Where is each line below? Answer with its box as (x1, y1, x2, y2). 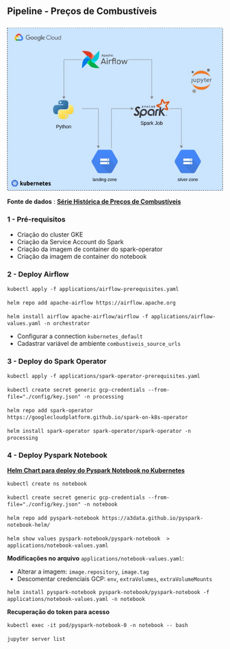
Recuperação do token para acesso (7, 607, 110, 616)
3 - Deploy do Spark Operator (7, 356, 107, 366)
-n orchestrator (43, 320, 90, 327)
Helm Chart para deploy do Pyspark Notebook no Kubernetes (7, 466, 185, 474)
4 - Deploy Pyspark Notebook (7, 451, 108, 460)
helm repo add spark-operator (7, 408, 94, 414)
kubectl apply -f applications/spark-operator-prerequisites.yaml (7, 373, 201, 380)
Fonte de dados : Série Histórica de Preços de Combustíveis (7, 198, 181, 206)
